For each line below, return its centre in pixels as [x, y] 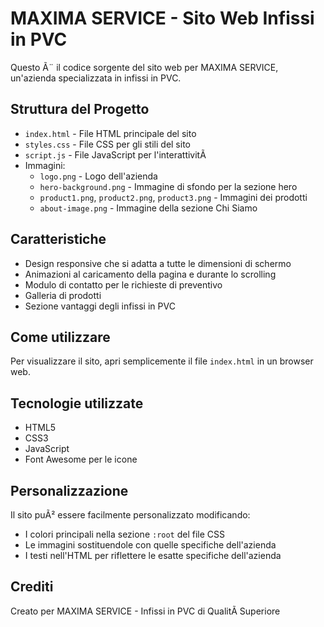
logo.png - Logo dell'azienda [98, 176]
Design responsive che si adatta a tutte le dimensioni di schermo [158, 263]
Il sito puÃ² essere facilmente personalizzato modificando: [130, 515]
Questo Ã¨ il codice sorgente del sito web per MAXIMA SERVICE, [144, 67]
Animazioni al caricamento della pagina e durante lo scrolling [150, 274]
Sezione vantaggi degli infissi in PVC [100, 306]
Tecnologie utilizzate [77, 403]
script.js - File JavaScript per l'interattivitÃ [115, 154]
